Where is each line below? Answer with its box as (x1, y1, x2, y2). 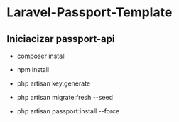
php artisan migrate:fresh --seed (16, 93, 114, 101)
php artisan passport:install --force (16, 107, 120, 115)
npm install (16, 66, 50, 73)
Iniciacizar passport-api (6, 33, 115, 45)
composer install (16, 51, 66, 60)
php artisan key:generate (16, 79, 91, 88)
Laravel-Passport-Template (6, 4, 173, 21)
